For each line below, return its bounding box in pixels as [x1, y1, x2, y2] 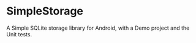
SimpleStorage [6, 4, 84, 18]
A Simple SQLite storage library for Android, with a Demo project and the [6, 24, 190, 31]
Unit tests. [6, 30, 32, 38]
